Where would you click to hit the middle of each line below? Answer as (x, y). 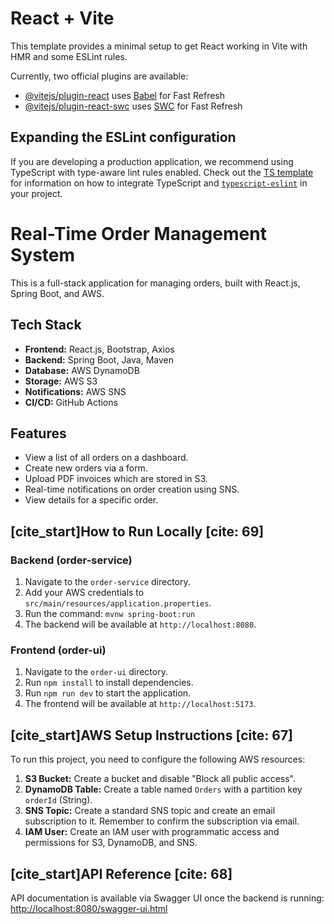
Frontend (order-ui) (58, 650)
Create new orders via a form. (86, 468)
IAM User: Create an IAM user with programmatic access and (152, 832)
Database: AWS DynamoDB (82, 370)
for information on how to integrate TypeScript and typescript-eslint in (159, 183)
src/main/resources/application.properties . (118, 603)
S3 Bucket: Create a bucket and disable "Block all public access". (160, 779)
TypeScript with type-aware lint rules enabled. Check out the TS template (162, 172)
